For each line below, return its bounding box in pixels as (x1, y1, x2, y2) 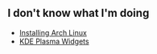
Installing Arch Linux (19, 27, 88, 37)
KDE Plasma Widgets (19, 36, 89, 46)
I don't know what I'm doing (7, 6, 150, 20)
